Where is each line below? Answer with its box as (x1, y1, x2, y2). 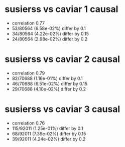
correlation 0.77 (12, 20, 45, 26)
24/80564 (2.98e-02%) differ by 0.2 (12, 36, 88, 42)
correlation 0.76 (12, 120, 45, 126)
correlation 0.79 (12, 70, 45, 76)
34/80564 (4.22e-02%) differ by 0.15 (12, 30, 89, 36)
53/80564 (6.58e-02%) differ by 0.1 (12, 25, 86, 31)
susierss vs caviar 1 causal (5, 3, 118, 15)
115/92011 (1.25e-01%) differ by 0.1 (12, 125, 83, 131)
